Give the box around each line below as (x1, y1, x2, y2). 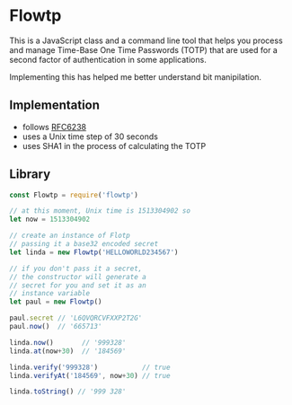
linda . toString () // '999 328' (9, 387, 127, 396)
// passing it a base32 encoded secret (9, 240, 159, 249)
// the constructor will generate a (9, 272, 146, 281)
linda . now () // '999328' (9, 338, 127, 347)
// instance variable (9, 289, 91, 298)
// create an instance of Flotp (9, 231, 130, 241)
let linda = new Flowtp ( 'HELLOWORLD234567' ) (9, 248, 179, 257)
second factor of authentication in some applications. (9, 54, 207, 65)
